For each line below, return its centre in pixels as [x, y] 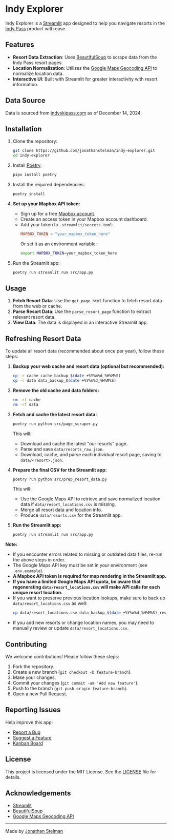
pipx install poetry [35, 175]
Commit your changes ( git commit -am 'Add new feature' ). [76, 682]
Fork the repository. [34, 666]
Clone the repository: [35, 141]
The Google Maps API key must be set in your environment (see [80, 565]
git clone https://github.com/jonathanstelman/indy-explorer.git [84, 151]
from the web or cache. [37, 306]
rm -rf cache [27, 400]
